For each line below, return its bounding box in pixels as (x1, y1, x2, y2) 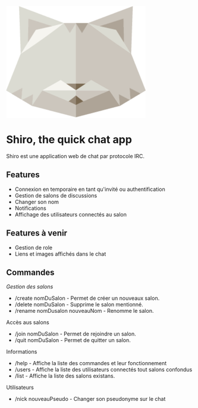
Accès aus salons (6, 319, 49, 326)
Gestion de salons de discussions (14, 192, 98, 199)
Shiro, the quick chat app (6, 133, 133, 146)
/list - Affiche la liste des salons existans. (14, 372, 115, 379)
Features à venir (6, 228, 67, 238)
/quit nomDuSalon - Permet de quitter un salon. (14, 337, 131, 344)
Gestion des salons (6, 283, 54, 290)
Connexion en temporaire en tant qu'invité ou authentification (14, 186, 165, 193)
